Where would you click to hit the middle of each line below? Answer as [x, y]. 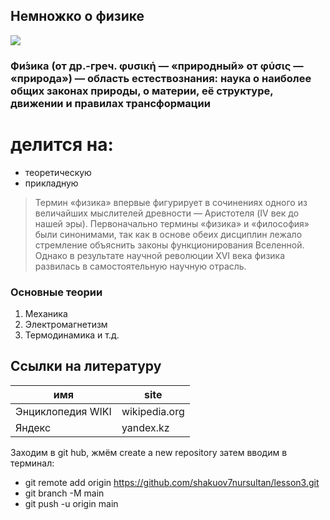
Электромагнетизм [66, 324]
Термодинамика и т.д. [72, 335]
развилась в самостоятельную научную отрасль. [140, 266]
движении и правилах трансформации [110, 103]
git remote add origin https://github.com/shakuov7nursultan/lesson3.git [172, 482]
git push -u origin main [71, 503]
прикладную [51, 183]
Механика [46, 313]
